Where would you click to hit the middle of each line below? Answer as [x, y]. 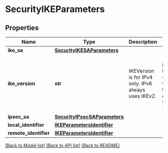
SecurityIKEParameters [55, 9]
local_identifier [26, 125]
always [137, 90]
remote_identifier [29, 133]
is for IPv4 [141, 77]
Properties [22, 28]
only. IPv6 [140, 84]
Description [143, 42]
